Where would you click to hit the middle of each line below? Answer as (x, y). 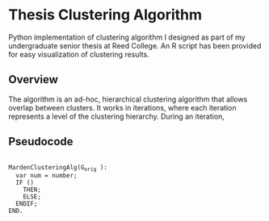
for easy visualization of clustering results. (79, 54)
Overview (34, 79)
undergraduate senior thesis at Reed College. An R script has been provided (135, 45)
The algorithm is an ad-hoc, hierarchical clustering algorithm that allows (128, 99)
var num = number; (47, 175)
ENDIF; (27, 203)
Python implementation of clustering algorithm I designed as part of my (127, 37)
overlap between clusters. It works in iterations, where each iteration (122, 107)
